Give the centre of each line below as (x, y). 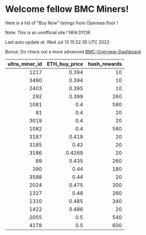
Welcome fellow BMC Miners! (67, 9)
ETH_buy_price (65, 64)
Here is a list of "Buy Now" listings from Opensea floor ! (62, 23)
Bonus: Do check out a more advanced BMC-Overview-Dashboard (73, 52)
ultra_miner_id (25, 64)
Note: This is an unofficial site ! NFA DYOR (48, 32)
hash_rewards (105, 64)
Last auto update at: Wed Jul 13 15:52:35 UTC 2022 (57, 42)
